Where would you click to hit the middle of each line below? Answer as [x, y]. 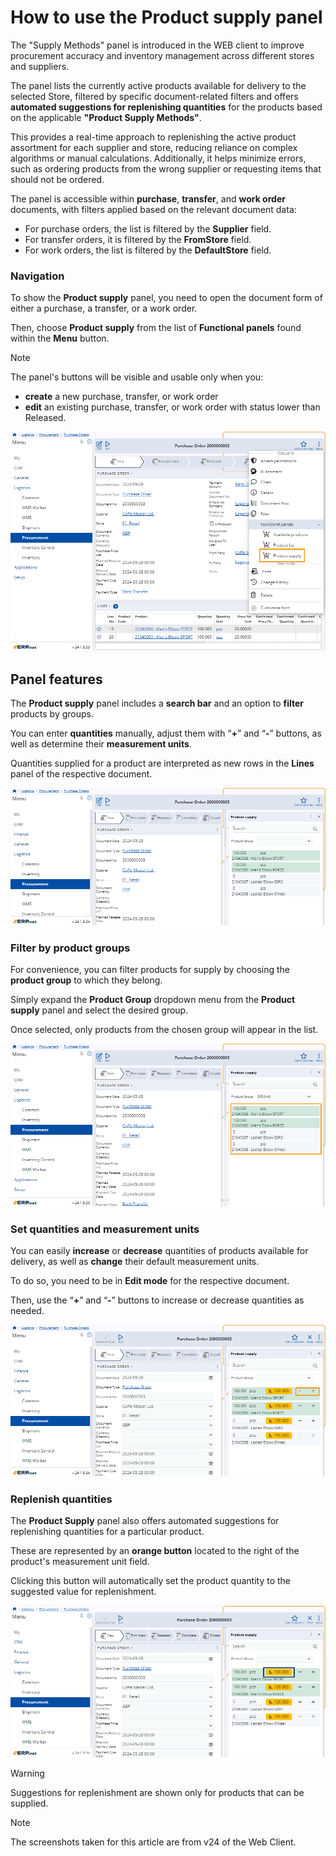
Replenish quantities [61, 1499]
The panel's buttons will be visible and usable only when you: [137, 377]
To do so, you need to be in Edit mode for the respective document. [150, 1280]
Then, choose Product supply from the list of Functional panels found [156, 328]
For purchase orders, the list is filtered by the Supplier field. [148, 228]
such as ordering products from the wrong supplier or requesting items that [166, 168]
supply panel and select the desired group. [99, 1010]
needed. [27, 1310]
